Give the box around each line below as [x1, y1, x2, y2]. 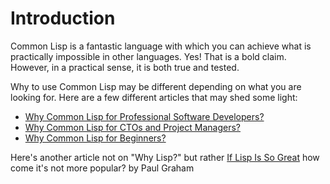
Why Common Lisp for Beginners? [24, 132, 167, 144]
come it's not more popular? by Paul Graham [10, 162, 195, 174]
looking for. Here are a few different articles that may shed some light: [10, 91, 298, 103]
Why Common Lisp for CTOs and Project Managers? [24, 121, 241, 133]
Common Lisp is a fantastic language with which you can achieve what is [10, 40, 312, 52]
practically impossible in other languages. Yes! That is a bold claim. [10, 50, 287, 62]
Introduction [10, 7, 116, 30]
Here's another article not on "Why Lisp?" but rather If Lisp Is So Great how [10, 151, 320, 163]
